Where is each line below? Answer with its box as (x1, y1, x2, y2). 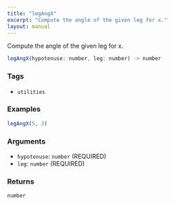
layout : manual (7, 23, 51, 30)
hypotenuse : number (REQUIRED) (17, 153, 107, 161)
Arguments (7, 136, 46, 146)
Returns (7, 177, 34, 186)
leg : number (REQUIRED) (17, 159, 85, 168)
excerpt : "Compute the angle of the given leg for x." (7, 17, 168, 23)
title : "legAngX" (7, 10, 57, 17)
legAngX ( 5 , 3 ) (7, 120, 48, 127)
